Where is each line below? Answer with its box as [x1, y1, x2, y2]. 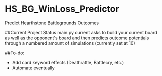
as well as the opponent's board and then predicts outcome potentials [5, 35, 149, 41]
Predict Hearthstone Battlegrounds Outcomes [5, 20, 99, 26]
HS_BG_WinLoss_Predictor [5, 3, 119, 15]
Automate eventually [12, 65, 55, 71]
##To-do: [5, 50, 25, 56]
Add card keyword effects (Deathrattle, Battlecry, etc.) [12, 59, 124, 65]
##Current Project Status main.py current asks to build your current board [5, 29, 157, 35]
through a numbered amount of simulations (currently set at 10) [5, 40, 136, 46]
